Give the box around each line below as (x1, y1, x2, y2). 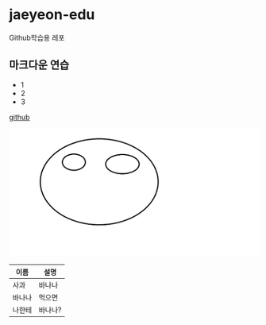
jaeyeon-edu (9, 6, 95, 24)
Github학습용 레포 (9, 33, 65, 42)
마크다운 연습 (9, 58, 70, 72)
